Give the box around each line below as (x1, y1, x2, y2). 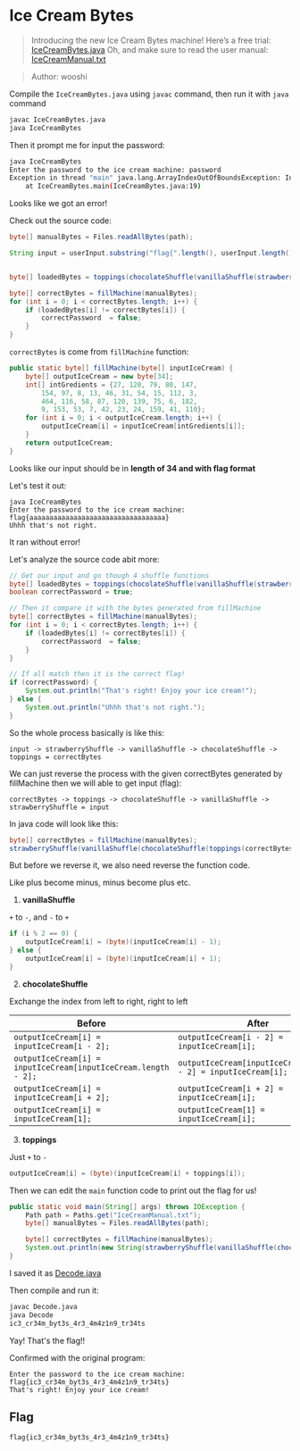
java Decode (9, 1310, 54, 1320)
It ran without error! (9, 537, 81, 547)
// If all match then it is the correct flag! (9, 670, 186, 679)
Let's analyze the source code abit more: (9, 554, 160, 564)
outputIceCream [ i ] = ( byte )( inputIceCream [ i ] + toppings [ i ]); (9, 1169, 246, 1178)
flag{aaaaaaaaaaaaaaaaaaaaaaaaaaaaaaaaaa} (9, 513, 170, 522)
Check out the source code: (9, 215, 112, 226)
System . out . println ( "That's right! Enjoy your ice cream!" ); (25, 687, 257, 696)
